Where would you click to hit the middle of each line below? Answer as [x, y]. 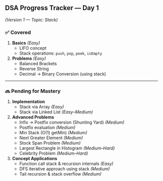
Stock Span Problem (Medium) [50, 143]
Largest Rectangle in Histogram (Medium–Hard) [67, 148]
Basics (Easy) [26, 43]
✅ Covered [18, 32]
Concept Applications [34, 159]
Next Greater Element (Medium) [51, 138]
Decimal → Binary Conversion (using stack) [63, 74]
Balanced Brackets [38, 64]
